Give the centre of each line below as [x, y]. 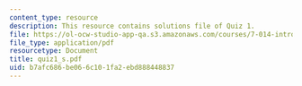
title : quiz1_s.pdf [46, 59]
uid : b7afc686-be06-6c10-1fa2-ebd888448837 [92, 68]
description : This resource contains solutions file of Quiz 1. [132, 26]
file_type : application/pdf [62, 43]
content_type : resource [54, 17]
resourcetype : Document [54, 51]
